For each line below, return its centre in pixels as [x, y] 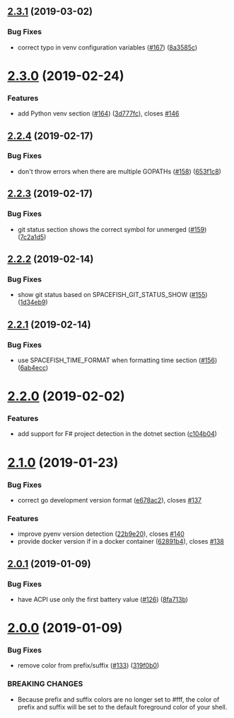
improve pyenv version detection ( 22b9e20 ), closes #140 [101, 534]
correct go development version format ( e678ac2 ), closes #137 [110, 500]
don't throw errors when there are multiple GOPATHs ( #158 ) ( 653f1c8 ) [119, 171]
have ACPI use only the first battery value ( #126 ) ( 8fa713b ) [103, 599]
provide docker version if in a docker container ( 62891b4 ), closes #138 [121, 542]
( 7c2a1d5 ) [32, 237]
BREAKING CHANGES [45, 684]
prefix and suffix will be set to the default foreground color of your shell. [122, 707]
